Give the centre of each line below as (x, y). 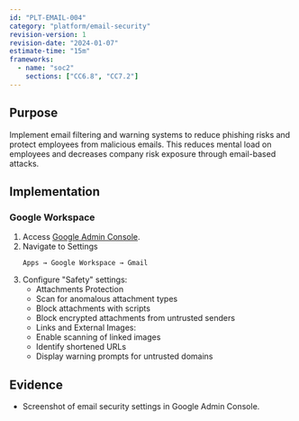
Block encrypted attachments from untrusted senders (136, 318)
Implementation (55, 192)
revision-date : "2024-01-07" (64, 43)
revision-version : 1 (48, 34)
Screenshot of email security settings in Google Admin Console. (141, 407)
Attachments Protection (80, 289)
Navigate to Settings (60, 247)
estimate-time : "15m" (50, 51)
